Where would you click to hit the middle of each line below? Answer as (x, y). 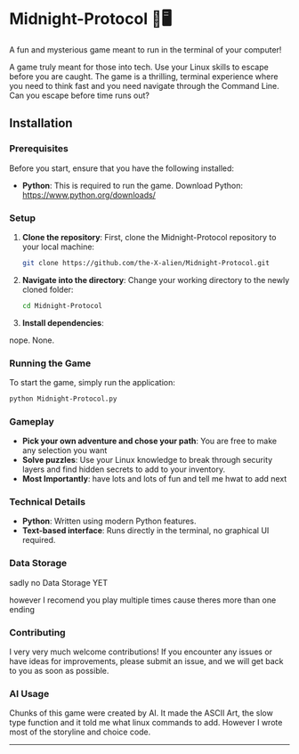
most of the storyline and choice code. (80, 732)
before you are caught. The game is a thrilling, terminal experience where (144, 76)
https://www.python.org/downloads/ (89, 195)
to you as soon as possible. (59, 671)
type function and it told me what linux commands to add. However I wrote (146, 723)
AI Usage (29, 693)
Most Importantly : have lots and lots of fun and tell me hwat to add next (154, 479)
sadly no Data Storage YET (59, 582)
